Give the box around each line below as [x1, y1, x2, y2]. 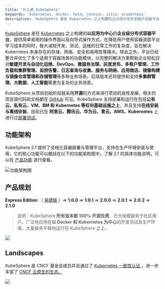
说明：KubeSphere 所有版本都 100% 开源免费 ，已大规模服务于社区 [17, 213, 152, 219]
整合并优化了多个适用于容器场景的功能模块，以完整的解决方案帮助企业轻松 [5, 55, 156, 61]
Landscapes [5, 249, 44, 257]
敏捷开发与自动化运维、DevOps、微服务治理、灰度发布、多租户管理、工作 [9, 61, 160, 67]
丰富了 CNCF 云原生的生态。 [5, 269, 63, 275]
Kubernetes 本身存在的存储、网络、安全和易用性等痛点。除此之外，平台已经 [5, 49, 159, 55]
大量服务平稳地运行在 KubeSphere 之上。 [26, 225, 110, 231]
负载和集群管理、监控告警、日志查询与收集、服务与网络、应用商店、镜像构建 [5, 67, 160, 73]
